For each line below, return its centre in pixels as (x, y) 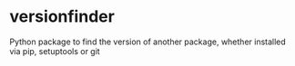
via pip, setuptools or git (55, 51)
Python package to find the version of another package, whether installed (148, 42)
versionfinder (62, 17)
